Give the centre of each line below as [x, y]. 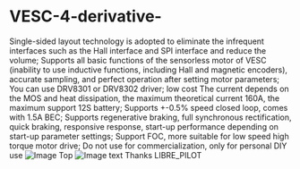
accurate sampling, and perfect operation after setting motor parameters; [145, 79]
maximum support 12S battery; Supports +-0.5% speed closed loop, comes [149, 107]
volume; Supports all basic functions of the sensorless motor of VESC [138, 60]
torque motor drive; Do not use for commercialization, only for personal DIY [148, 146]
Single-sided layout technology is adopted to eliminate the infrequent [137, 41]
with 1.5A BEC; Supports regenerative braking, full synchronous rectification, [150, 117]
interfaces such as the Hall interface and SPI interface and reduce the [138, 50]
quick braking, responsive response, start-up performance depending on [144, 126]
